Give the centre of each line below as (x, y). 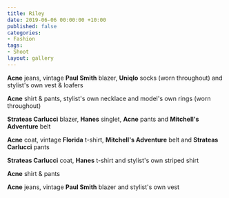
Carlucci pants (28, 147)
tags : (15, 45)
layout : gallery (30, 58)
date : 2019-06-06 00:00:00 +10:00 (57, 20)
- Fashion (21, 39)
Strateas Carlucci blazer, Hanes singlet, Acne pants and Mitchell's (103, 119)
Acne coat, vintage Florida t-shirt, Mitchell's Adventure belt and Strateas (113, 140)
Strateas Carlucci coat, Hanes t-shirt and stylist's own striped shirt (103, 160)
